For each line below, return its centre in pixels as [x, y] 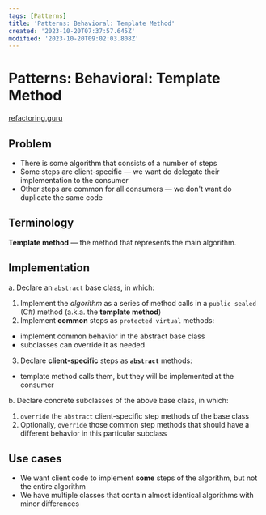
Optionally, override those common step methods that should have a [135, 424]
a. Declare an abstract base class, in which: [82, 287]
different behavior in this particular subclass [93, 433]
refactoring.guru [36, 118]
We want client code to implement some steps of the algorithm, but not [139, 478]
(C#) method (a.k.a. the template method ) [91, 312]
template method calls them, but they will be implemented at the [127, 376]
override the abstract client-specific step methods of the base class [134, 416]
